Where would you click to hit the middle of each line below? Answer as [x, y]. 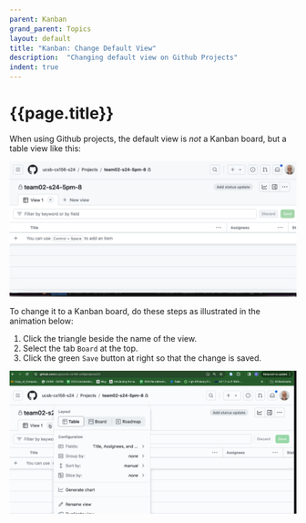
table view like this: [46, 148]
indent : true [34, 67]
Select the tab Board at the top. [80, 349]
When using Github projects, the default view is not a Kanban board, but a [148, 138]
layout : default [40, 38]
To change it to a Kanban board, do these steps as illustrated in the [135, 312]
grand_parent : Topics [51, 29]
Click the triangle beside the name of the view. [110, 339]
